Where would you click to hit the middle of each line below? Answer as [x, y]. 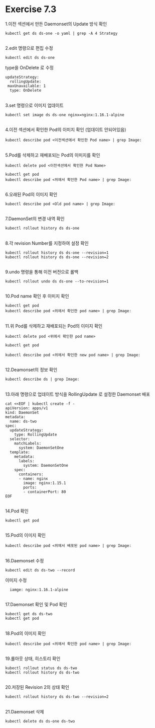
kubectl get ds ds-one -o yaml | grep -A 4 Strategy [61, 33]
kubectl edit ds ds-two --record [40, 570]
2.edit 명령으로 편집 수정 [29, 48]
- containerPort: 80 [45, 492]
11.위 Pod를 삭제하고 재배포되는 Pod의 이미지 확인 [54, 326]
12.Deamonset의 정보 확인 [31, 370]
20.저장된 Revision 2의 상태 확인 [37, 687]
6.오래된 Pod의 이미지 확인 [31, 194]
